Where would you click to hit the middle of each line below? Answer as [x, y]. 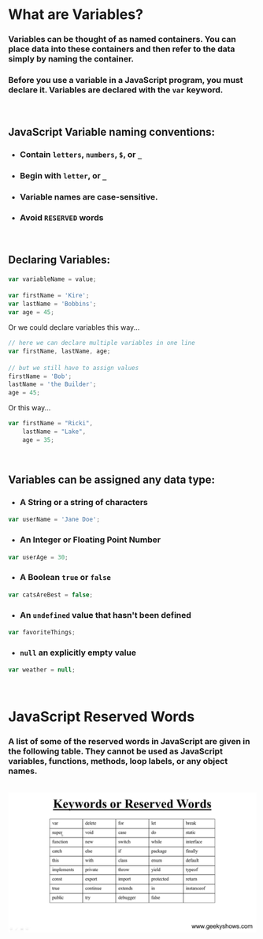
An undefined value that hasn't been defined [105, 615]
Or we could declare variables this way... [74, 327]
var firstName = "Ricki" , [50, 424]
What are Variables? [76, 15]
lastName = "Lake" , [54, 432]
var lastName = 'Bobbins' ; [52, 304]
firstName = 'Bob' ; [40, 376]
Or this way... [30, 408]
